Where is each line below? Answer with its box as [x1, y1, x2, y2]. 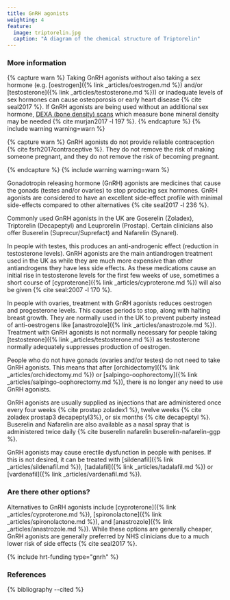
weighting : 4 [7, 16, 44, 23]
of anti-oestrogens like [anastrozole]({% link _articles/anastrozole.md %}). [7, 321, 217, 329]
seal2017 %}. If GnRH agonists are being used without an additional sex [7, 103, 209, 111]
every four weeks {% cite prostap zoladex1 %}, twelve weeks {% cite [7, 406, 202, 414]
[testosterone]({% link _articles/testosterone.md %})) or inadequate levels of [7, 88, 223, 97]
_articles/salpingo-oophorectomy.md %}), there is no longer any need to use [7, 378, 223, 386]
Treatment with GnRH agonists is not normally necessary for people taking [7, 328, 217, 337]
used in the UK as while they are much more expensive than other [7, 256, 193, 265]
